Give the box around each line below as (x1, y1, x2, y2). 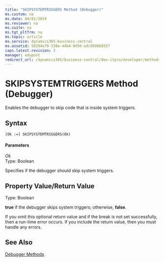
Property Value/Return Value (5, 182, 95, 190)
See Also (5, 238, 33, 247)
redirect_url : (5, 57, 34, 62)
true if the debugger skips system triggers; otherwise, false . (5, 204, 127, 210)
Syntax (5, 119, 27, 127)
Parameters (5, 142, 29, 148)
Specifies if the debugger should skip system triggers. (5, 168, 114, 174)
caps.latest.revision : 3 (5, 48, 56, 53)
